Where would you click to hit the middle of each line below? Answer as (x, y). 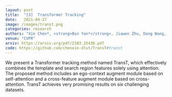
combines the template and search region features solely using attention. (83, 68)
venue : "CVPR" (21, 39)
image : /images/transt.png (34, 24)
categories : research (28, 29)
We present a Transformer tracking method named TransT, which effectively (86, 62)
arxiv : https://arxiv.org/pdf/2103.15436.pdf (55, 43)
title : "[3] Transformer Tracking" (46, 15)
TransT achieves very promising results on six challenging (88, 84)
